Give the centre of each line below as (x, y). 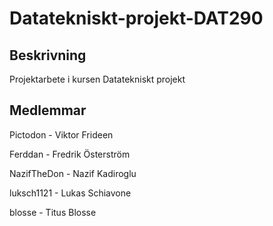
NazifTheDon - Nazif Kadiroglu (73, 173)
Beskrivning (48, 55)
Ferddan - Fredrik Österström (70, 154)
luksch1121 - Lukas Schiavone (70, 193)
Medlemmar (48, 110)
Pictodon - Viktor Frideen (61, 134)
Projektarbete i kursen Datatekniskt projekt (97, 79)
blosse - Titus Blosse (53, 212)
